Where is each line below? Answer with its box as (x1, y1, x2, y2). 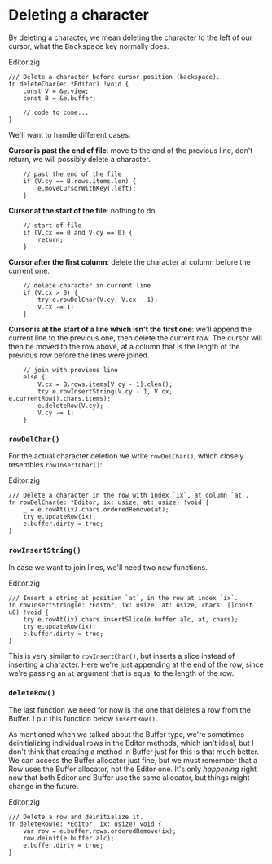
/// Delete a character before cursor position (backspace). (8, 72, 221, 81)
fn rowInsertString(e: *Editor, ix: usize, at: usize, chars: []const (8, 601, 253, 609)
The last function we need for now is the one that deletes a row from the (8, 704, 251, 714)
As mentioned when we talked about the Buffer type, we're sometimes (8, 729, 245, 739)
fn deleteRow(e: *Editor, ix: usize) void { (8, 820, 162, 828)
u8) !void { (8, 608, 49, 616)
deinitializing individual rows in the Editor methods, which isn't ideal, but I (8, 738, 254, 748)
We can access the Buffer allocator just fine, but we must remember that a (8, 755, 258, 765)
